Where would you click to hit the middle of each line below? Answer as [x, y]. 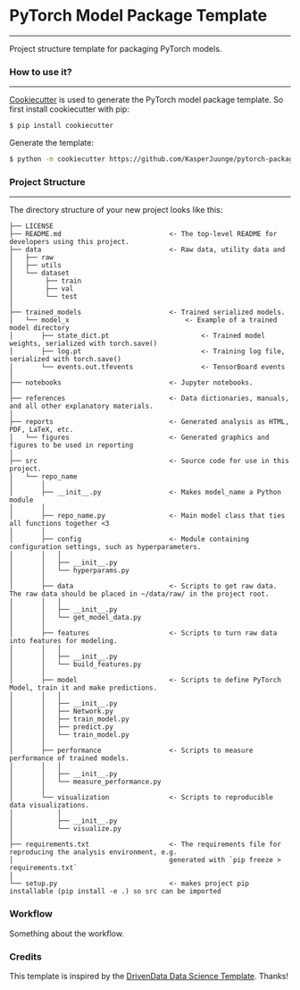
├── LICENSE [31, 226]
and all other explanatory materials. [81, 406]
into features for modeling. [63, 641]
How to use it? [41, 72]
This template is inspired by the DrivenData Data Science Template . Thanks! [149, 976]
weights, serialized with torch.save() [83, 344]
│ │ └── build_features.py [75, 664]
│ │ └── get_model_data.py [75, 618]
